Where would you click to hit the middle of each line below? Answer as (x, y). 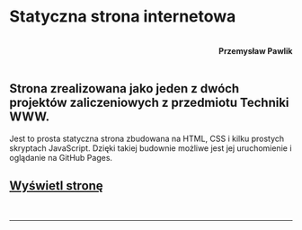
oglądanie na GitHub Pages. (61, 157)
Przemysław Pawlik (256, 50)
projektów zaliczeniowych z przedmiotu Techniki (149, 103)
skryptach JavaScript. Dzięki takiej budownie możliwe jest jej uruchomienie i (151, 148)
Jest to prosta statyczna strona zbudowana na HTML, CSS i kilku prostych (147, 138)
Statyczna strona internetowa (123, 17)
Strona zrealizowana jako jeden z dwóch (124, 88)
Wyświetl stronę (56, 186)
